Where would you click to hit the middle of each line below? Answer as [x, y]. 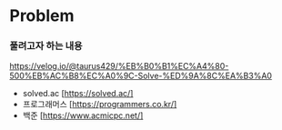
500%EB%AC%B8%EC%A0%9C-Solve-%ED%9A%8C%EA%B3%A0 [141, 76]
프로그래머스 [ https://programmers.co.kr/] [100, 105]
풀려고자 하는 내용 [46, 46]
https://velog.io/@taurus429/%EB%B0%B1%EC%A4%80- [119, 66]
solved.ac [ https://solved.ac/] [78, 94]
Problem [42, 16]
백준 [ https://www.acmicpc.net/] [83, 115]
